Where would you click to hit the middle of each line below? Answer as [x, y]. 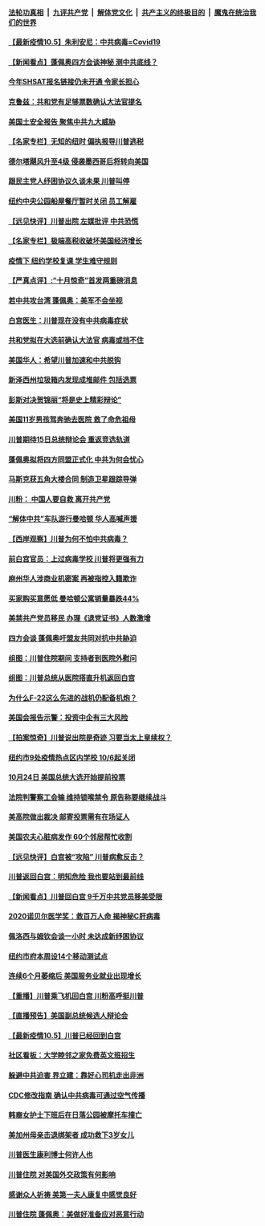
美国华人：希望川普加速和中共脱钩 [65, 360]
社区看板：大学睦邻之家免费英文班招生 [71, 1055]
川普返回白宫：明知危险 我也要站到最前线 [76, 877]
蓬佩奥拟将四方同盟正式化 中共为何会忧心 [76, 459]
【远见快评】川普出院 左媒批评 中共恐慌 [73, 221]
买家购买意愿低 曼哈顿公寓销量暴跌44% [74, 598]
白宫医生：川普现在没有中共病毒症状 [68, 320]
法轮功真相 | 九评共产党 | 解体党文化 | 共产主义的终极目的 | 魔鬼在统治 [129, 12]
